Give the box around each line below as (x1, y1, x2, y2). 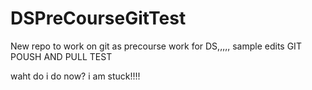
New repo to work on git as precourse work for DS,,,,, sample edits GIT (10, 40, 302, 52)
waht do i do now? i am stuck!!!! (10, 70, 141, 82)
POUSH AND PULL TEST (10, 50, 113, 62)
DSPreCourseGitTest (10, 7, 187, 30)
